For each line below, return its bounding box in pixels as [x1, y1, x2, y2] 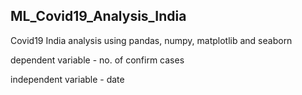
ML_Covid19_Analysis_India [10, 8, 187, 25]
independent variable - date [10, 73, 125, 85]
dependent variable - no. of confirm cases [10, 54, 185, 66]
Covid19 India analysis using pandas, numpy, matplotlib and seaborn [10, 34, 293, 46]
